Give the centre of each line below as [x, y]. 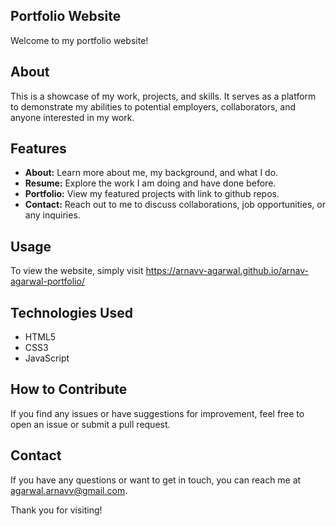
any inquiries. [52, 215]
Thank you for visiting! [56, 510]
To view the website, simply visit [77, 271]
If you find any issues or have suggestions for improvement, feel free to [157, 413]
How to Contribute [69, 389]
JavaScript [47, 358]
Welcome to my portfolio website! [79, 40]
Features [38, 149]
